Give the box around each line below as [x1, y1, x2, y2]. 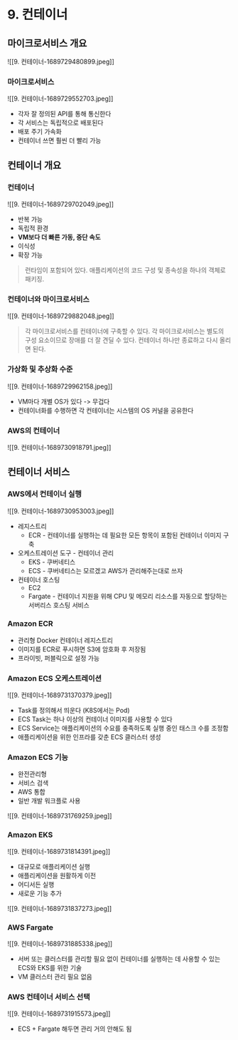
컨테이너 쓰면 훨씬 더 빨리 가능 [17, 136, 102, 145]
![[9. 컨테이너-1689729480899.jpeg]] [7, 58, 115, 66]
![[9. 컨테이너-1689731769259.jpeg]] [7, 812, 112, 820]
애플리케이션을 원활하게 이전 [17, 871, 97, 880]
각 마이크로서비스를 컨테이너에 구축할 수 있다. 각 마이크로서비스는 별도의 [24, 327, 225, 336]
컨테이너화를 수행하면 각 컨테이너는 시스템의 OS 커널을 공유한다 [17, 406, 194, 414]
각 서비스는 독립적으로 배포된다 [17, 118, 104, 127]
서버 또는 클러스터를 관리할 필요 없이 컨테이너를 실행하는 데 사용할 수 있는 [17, 954, 221, 963]
